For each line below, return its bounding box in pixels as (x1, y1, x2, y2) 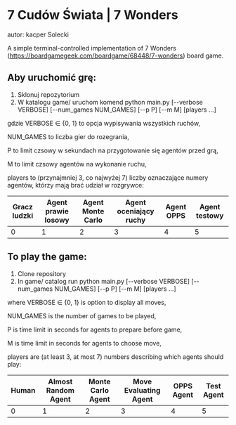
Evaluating (124, 385, 161, 395)
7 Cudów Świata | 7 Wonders (7, 7, 178, 23)
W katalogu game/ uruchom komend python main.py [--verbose (17, 98, 204, 106)
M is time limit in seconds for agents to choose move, (7, 339, 162, 347)
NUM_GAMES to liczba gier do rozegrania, (7, 132, 130, 140)
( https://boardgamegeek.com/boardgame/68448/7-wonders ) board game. (7, 51, 224, 60)
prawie (45, 206, 69, 216)
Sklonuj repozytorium (17, 90, 80, 98)
